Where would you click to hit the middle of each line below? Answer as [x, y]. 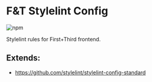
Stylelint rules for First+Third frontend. [53, 39]
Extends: [23, 58]
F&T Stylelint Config [57, 11]
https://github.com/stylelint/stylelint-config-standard [80, 72]
